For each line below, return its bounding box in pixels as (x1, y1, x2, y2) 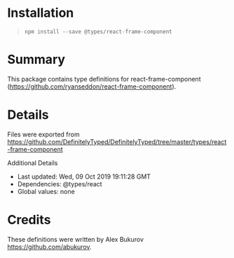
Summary (7, 51, 65, 67)
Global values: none (17, 187, 75, 195)
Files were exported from (7, 130, 80, 138)
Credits (7, 212, 51, 228)
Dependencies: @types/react (17, 179, 103, 188)
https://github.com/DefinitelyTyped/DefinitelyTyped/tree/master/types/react (7, 137, 227, 146)
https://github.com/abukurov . (7, 243, 92, 251)
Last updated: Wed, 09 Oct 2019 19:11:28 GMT (17, 172, 151, 181)
